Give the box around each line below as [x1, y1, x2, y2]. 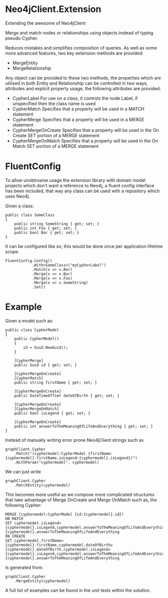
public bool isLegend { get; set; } [14, 411, 91, 416]
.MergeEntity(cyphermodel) [14, 578, 70, 583]
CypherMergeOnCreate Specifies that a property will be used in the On [12, 127, 159, 133]
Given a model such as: [5, 318, 53, 324]
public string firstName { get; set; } [14, 380, 97, 385]
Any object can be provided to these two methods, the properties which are [5, 75, 161, 81]
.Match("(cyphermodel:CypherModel [14, 451, 86, 456]
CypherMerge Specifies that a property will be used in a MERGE [12, 116, 144, 122]
